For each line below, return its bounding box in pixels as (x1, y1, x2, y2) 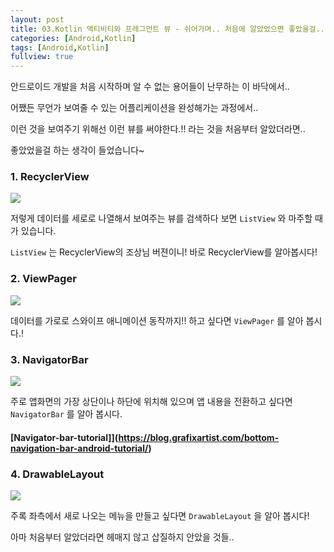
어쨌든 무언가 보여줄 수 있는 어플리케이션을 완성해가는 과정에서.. (10, 102, 259, 114)
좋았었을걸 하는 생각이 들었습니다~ (10, 144, 145, 156)
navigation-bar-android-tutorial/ (10, 442, 149, 454)
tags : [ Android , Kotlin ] (10, 42, 110, 53)
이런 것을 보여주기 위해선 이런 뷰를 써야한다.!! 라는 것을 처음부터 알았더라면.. (10, 123, 306, 135)
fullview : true (10, 52, 74, 62)
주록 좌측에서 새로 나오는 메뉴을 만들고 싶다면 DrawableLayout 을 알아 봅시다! (10, 509, 310, 521)
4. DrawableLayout (10, 467, 105, 481)
